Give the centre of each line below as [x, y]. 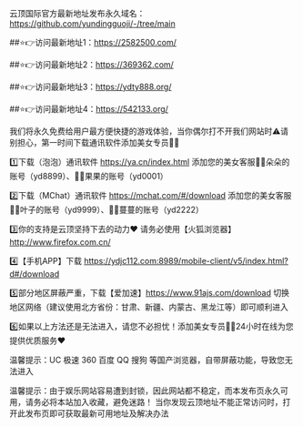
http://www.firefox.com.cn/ [60, 242]
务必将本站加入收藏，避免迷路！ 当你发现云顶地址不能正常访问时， [158, 402]
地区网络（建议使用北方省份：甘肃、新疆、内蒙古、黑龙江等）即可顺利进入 [149, 307]
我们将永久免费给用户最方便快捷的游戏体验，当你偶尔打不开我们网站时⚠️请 [149, 131]
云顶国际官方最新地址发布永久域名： [77, 13]
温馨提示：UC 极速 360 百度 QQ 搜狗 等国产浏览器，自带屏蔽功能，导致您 [147, 360]
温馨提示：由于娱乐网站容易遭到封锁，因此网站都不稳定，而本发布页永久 [145, 391]
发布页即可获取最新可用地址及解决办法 [97, 413]
